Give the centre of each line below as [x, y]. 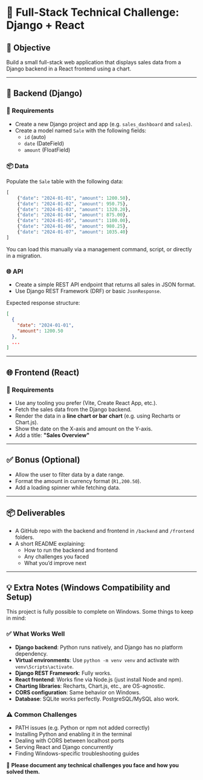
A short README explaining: [50, 543]
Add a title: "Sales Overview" [52, 435]
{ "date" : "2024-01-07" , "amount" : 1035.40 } [73, 232]
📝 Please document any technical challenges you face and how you [93, 765]
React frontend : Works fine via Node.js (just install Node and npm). [99, 679]
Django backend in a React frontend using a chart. [69, 69]
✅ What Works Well [36, 634]
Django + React [45, 25]
